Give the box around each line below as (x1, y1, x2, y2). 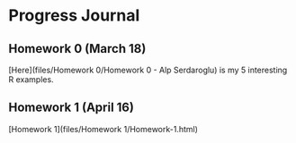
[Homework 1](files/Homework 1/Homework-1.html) (8, 123, 199, 134)
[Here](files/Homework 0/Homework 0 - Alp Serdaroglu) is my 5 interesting (8, 64, 288, 75)
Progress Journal (8, 5, 140, 26)
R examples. (8, 74, 55, 85)
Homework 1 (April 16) (8, 100, 134, 115)
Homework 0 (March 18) (8, 41, 147, 56)
